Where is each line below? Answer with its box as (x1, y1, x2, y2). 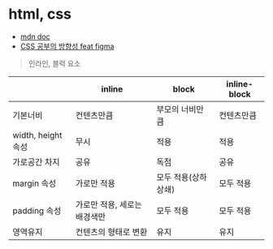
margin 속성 (12, 178, 57, 189)
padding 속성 (12, 204, 62, 216)
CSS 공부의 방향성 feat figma (19, 41, 115, 51)
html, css (8, 5, 71, 24)
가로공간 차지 (12, 156, 60, 167)
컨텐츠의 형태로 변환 (76, 226, 148, 238)
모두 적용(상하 (156, 171, 207, 182)
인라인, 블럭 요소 (28, 58, 81, 68)
